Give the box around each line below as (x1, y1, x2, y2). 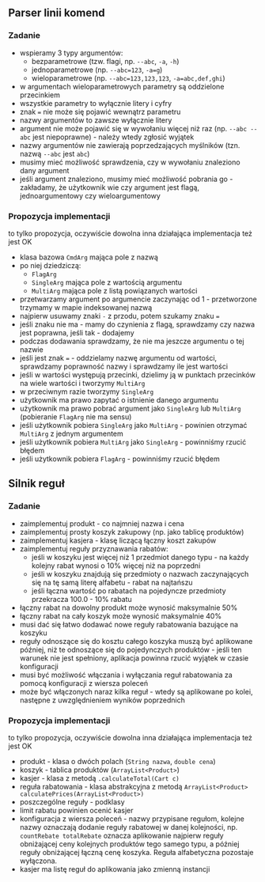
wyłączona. (19, 856, 58, 865)
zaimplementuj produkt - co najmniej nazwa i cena (19, 518, 184, 528)
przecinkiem (19, 90, 61, 100)
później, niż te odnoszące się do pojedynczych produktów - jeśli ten (19, 645, 242, 654)
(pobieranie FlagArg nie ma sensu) (19, 411, 132, 422)
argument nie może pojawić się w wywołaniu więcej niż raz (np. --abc (19, 123, 248, 133)
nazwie (19, 344, 44, 354)
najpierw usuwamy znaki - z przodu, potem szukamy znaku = (19, 311, 220, 320)
